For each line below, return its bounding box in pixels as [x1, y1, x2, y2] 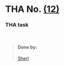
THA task [5, 21, 29, 28]
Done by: [17, 44, 37, 50]
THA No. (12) [5, 3, 59, 15]
